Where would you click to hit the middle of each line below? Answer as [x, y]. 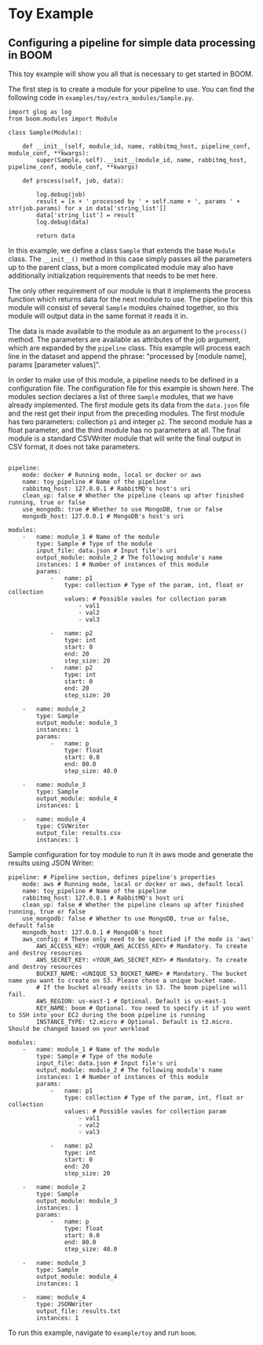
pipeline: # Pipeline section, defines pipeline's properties [112, 878]
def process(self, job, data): [73, 181]
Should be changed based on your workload [79, 1029]
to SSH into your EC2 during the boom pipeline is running [107, 1015]
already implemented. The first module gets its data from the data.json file [129, 405]
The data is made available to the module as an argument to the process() [128, 331]
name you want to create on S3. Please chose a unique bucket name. [122, 981]
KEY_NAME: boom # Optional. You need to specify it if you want [144, 1008]
